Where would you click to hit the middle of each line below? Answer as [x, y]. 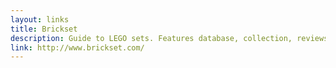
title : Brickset [44, 29]
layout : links [40, 19]
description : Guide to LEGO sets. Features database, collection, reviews [169, 38]
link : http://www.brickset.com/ [77, 47]
